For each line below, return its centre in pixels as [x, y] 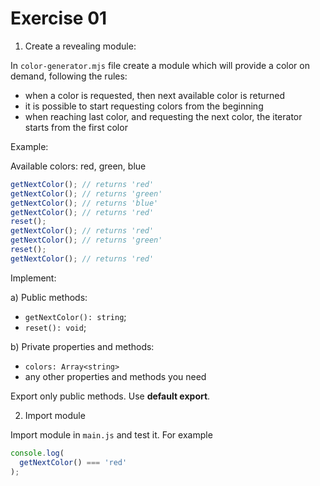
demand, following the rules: [69, 76]
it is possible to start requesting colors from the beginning [144, 106]
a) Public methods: [49, 297]
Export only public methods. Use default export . [110, 396]
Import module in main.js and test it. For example [111, 434]
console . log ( [37, 453]
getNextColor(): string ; [75, 316]
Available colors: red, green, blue [78, 166]
